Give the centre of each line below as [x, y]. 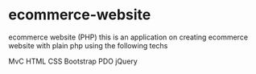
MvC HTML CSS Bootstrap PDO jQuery [73, 61]
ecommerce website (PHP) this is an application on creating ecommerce [128, 37]
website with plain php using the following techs [88, 45]
